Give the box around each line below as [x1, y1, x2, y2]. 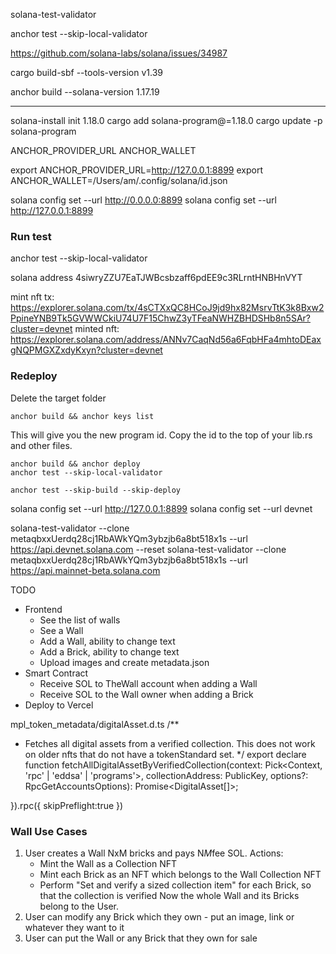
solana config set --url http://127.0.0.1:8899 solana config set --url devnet [10, 502, 313, 514]
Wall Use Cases [10, 824, 88, 838]
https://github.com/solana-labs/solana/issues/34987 [10, 47, 228, 59]
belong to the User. [39, 900, 120, 912]
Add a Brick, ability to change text [39, 645, 180, 658]
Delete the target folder [10, 392, 107, 404]
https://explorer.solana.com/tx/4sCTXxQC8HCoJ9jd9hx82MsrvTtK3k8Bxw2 [10, 302, 325, 314]
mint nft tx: [10, 291, 55, 303]
